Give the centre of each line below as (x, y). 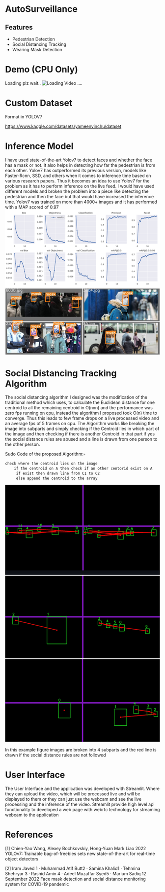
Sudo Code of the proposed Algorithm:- (45, 454)
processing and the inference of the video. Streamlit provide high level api (80, 804)
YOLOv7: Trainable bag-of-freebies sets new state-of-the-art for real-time (80, 854)
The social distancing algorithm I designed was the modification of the (76, 397)
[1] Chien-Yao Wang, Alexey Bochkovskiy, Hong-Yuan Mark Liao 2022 (76, 848)
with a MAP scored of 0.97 (32, 207)
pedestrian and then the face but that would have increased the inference (80, 196)
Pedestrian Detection (33, 39)
